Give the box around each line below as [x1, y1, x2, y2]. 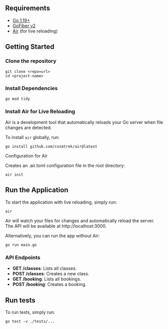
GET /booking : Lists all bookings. [12, 276, 82, 282]
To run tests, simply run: [5, 309, 55, 315]
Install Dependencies [5, 85, 58, 92]
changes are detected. [5, 125, 52, 131]
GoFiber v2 [12, 23, 36, 29]
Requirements [5, 4, 50, 13]
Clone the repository [5, 58, 57, 65]
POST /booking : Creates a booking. [12, 281, 87, 287]
